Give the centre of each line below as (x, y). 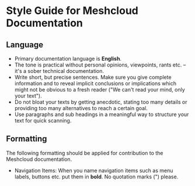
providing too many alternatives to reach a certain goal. (81, 108)
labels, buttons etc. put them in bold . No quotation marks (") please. (96, 177)
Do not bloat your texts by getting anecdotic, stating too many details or (101, 102)
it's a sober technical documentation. (59, 71)
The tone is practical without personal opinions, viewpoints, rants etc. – (100, 65)
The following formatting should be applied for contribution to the (85, 153)
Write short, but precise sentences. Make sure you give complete (93, 77)
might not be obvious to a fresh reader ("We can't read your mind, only (100, 90)
